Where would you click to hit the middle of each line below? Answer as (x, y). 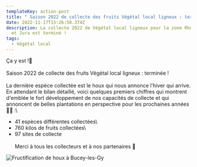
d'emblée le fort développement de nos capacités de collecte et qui (88, 98)
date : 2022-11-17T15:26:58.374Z (45, 22)
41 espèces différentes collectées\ (56, 121)
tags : (13, 39)
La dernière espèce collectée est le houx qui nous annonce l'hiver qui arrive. (98, 85)
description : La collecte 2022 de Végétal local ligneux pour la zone (94, 28)
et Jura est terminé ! (39, 33)
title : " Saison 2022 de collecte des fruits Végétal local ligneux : (94, 17)
